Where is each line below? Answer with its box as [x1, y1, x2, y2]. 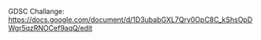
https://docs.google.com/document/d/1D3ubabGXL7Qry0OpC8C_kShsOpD [8, 15, 253, 24]
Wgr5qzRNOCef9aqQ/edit [8, 24, 93, 32]
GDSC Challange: [8, 7, 65, 16]
